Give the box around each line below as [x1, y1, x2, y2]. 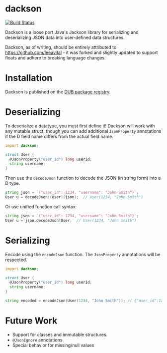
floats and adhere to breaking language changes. [5, 54, 106, 60]
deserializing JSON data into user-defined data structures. [5, 34, 125, 40]
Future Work [5, 315, 58, 327]
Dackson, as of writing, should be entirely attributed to [5, 44, 117, 50]
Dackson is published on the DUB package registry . [5, 88, 111, 95]
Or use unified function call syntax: [5, 203, 77, 210]
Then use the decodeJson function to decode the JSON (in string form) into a [5, 175, 161, 181]
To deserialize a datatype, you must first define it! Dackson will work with [5, 123, 155, 129]
